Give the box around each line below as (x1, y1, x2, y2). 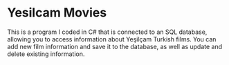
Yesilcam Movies (7, 5, 107, 21)
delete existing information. (7, 50, 85, 58)
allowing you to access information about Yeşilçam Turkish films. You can (7, 35, 217, 43)
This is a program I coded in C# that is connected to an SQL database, (7, 28, 208, 36)
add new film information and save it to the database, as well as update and (7, 42, 223, 50)
